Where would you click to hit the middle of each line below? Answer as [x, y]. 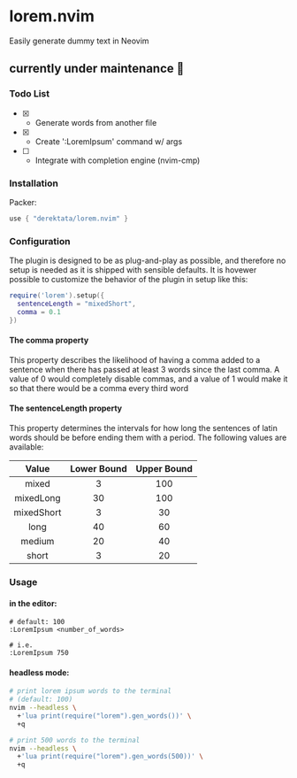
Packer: [23, 202]
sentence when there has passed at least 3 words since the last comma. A [145, 369]
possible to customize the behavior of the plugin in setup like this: [129, 280]
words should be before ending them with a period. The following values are [148, 437]
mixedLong [38, 498]
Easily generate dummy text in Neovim [79, 41]
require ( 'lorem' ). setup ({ [57, 296]
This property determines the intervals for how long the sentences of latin [144, 428]
